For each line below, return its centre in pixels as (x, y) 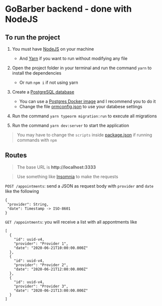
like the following (22, 191)
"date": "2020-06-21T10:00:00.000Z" (51, 248)
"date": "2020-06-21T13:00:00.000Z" (51, 290)
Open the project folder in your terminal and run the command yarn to (82, 68)
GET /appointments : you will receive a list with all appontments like (71, 222)
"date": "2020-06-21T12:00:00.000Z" (51, 269)
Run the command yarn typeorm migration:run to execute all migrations (84, 116)
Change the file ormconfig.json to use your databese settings (81, 106)
